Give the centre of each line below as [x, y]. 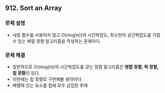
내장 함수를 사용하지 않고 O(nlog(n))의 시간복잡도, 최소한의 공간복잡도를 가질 [86, 35]
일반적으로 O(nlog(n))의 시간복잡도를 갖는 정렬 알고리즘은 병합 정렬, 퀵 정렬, [85, 67]
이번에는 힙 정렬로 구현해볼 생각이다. [47, 79]
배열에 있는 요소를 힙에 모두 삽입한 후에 [50, 85]
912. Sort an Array [33, 8]
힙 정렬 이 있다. [26, 73]
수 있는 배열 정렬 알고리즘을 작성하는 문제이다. [57, 41]
